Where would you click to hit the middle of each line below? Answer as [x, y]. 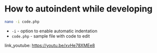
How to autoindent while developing [79, 9]
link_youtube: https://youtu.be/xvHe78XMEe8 [50, 45]
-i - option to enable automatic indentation [54, 31]
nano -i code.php [22, 22]
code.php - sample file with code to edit [51, 36]
